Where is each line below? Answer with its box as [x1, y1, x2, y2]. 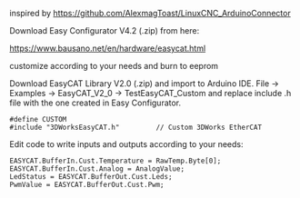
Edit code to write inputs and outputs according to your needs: [9, 139, 244, 149]
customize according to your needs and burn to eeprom [9, 61, 219, 71]
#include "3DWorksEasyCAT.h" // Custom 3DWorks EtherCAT [9, 123, 262, 132]
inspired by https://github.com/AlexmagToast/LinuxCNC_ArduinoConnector [9, 8, 291, 18]
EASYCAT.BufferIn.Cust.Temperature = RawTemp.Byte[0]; [9, 156, 222, 165]
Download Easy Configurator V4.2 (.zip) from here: [9, 25, 200, 35]
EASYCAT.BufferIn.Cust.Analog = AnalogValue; [9, 164, 185, 173]
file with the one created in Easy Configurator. [9, 97, 182, 108]
